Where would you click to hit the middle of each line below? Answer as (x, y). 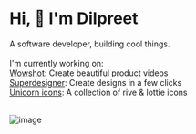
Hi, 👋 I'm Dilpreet (74, 19)
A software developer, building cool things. (90, 44)
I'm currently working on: (57, 63)
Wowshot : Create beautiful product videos (89, 73)
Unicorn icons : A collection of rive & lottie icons (98, 92)
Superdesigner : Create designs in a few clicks (96, 82)
